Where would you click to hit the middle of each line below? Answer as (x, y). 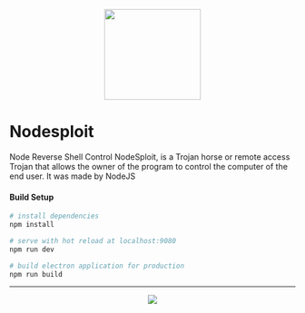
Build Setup (32, 197)
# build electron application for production (97, 266)
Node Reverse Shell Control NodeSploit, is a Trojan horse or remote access (150, 156)
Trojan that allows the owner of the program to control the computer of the (149, 166)
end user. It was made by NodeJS (73, 176)
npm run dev (32, 249)
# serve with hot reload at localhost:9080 (93, 240)
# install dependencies (54, 216)
